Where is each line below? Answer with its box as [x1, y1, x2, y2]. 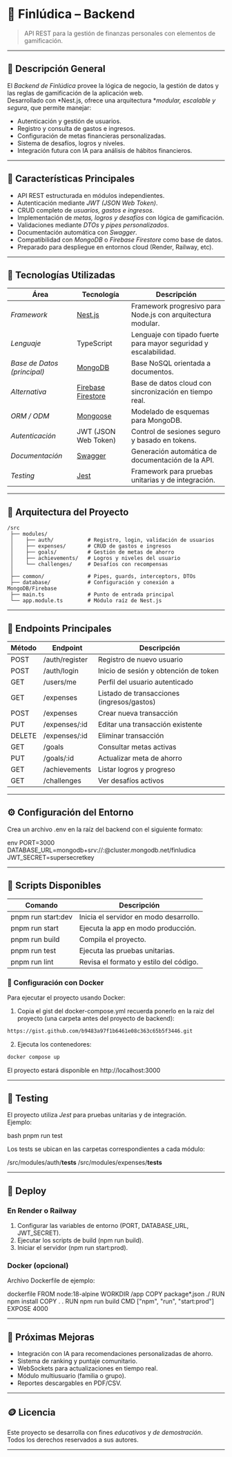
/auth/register [43, 655, 88, 664]
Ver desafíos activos [97, 776, 164, 785]
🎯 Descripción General [7, 63, 106, 75]
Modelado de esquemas [130, 407, 210, 417]
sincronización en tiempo [130, 387, 213, 397]
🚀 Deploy [7, 1185, 47, 1197]
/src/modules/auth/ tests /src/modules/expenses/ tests [7, 1159, 162, 1167]
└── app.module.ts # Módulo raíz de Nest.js [10, 597, 162, 604]
